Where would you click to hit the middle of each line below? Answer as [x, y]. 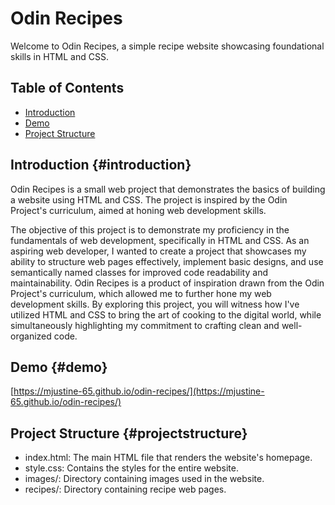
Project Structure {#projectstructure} [129, 433]
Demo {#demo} [59, 367]
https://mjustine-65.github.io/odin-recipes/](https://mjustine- [139, 391]
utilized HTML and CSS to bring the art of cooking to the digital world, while [166, 314]
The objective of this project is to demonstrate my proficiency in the [150, 229]
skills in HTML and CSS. [59, 56]
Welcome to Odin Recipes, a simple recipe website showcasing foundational [167, 46]
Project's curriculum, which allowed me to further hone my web [141, 293]
